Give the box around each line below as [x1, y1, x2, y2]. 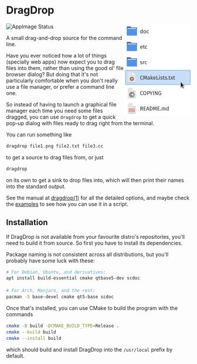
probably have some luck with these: [6, 257, 95, 264]
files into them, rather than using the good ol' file [6, 64, 124, 71]
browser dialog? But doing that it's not [6, 71, 98, 78]
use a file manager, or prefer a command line [6, 83, 115, 90]
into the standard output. [6, 183, 66, 190]
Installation [6, 218, 48, 228]
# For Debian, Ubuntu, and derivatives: [6, 269, 107, 275]
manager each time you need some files [6, 107, 103, 114]
